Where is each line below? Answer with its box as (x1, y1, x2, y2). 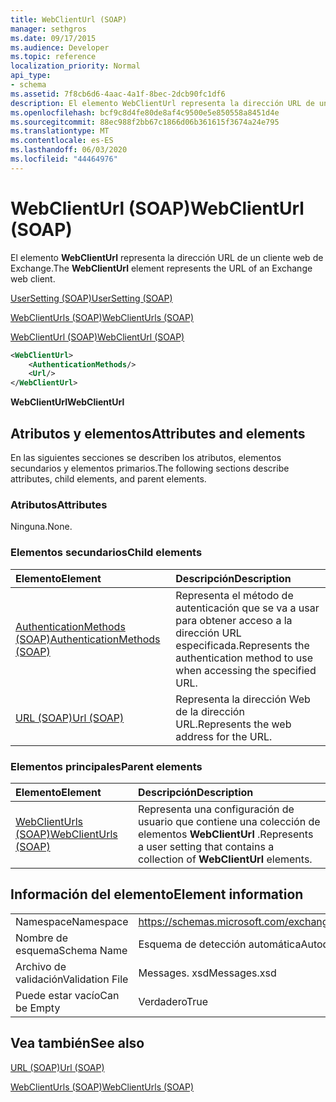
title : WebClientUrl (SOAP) (10, 14, 128, 25)
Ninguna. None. (10, 521, 73, 533)
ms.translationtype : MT (10, 126, 110, 136)
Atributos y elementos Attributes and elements (10, 425, 306, 442)
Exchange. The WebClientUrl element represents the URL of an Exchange (10, 262, 313, 274)
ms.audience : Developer (10, 42, 110, 53)
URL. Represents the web (175, 717, 292, 731)
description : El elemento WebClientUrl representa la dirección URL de (10, 98, 315, 108)
